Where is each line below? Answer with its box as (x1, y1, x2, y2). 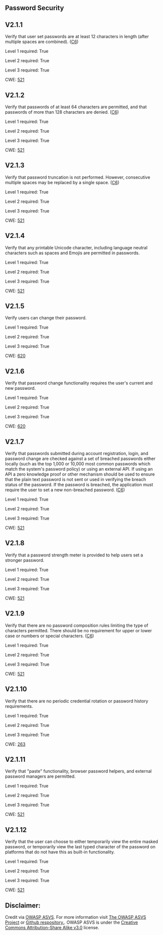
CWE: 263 (5, 741, 26, 747)
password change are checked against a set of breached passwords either (5, 456, 156, 462)
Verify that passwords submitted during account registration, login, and (5, 451, 148, 456)
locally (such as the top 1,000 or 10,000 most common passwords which (5, 461, 150, 467)
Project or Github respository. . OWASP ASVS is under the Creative (5, 919, 138, 925)
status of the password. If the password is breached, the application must (5, 482, 153, 488)
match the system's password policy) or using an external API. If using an (5, 466, 153, 472)
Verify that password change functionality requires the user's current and (5, 380, 153, 386)
